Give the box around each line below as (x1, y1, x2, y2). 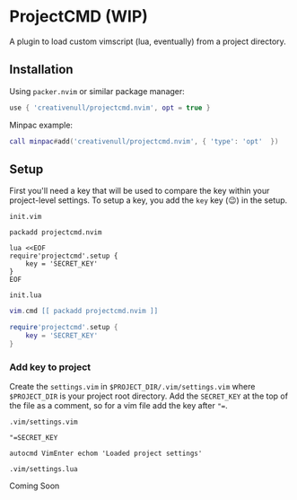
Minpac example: (9, 119, 74, 130)
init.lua (9, 291, 42, 300)
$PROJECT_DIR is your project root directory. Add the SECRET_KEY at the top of (9, 390, 289, 401)
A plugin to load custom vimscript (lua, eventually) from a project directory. (9, 36, 287, 47)
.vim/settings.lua (9, 465, 78, 474)
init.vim (9, 213, 42, 222)
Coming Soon (9, 480, 60, 491)
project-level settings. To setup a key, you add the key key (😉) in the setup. (9, 195, 288, 206)
